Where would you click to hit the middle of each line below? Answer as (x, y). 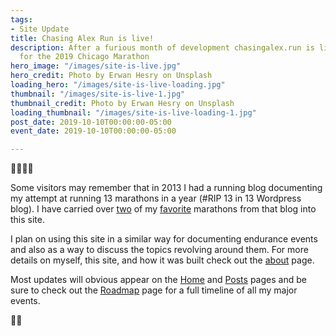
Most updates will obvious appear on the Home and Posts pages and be (158, 280)
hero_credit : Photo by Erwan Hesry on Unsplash (111, 76)
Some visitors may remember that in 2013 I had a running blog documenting (166, 188)
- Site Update (40, 29)
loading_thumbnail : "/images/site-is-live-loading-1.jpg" (133, 112)
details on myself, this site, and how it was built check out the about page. (162, 260)
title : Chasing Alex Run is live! (82, 38)
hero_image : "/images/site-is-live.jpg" (96, 66)
